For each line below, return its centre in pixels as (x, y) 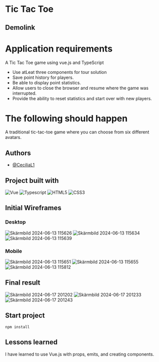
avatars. (13, 137)
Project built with (32, 180)
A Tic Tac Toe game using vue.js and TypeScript (54, 62)
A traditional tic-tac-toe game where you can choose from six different (77, 132)
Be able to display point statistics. (47, 82)
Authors (18, 153)
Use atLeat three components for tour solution (59, 72)
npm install (17, 327)
